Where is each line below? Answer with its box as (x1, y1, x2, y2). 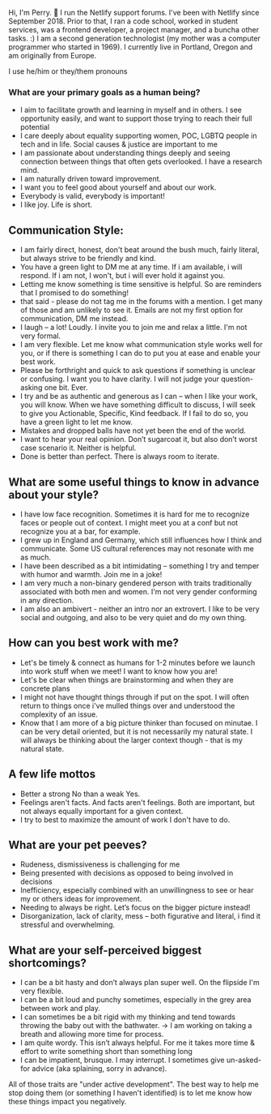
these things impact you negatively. (8, 1097, 127, 1107)
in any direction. (19, 595, 74, 605)
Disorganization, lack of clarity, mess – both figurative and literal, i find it (19, 911, 261, 921)
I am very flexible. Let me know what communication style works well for (19, 340, 263, 349)
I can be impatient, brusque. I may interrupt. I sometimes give (19, 1055, 225, 1065)
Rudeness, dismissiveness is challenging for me (19, 859, 180, 869)
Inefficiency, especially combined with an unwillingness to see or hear (19, 885, 254, 895)
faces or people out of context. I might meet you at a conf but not (19, 517, 239, 527)
